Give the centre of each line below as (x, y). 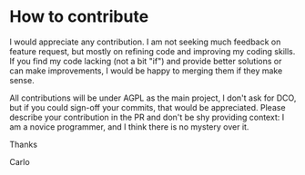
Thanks (24, 144)
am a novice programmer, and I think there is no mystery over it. (129, 126)
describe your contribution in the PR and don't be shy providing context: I (147, 117)
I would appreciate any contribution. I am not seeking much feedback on (145, 42)
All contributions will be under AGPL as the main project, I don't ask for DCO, (153, 98)
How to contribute (79, 17)
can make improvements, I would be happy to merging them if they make (146, 71)
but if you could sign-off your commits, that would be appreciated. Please (147, 107)
